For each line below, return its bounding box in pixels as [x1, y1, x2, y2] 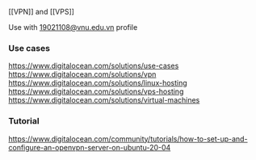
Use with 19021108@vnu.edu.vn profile [8, 23, 138, 32]
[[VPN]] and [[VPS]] [8, 7, 75, 16]
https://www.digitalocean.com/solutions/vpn [8, 69, 157, 79]
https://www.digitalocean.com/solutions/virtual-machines [8, 95, 200, 105]
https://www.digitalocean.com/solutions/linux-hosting [8, 78, 187, 88]
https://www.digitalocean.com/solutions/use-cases [8, 61, 179, 71]
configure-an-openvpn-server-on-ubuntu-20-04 [8, 142, 171, 152]
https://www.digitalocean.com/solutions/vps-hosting [8, 86, 184, 96]
